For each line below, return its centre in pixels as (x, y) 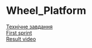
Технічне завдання (29, 27)
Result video (21, 39)
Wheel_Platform (46, 11)
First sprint (19, 32)
